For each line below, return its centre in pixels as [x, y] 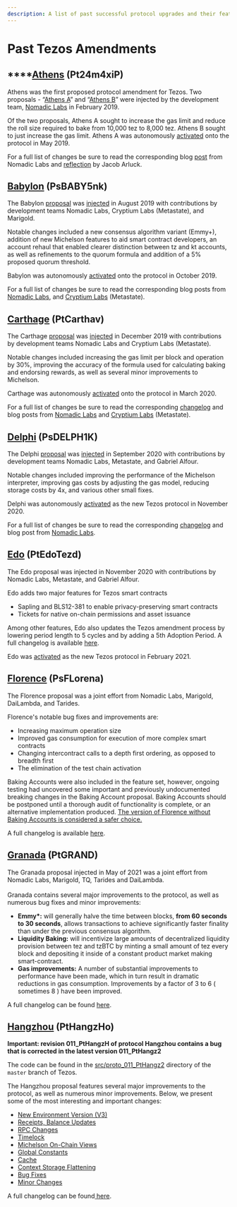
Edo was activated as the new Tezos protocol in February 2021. [99, 656]
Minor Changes [40, 1182]
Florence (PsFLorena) [56, 679]
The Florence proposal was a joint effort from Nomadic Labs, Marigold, [110, 696]
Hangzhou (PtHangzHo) [61, 1027]
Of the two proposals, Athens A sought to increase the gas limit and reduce [116, 120]
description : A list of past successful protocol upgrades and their [112, 14]
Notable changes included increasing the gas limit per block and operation [116, 357]
